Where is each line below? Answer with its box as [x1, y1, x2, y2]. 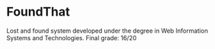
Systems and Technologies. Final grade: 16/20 [6, 33, 137, 42]
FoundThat [6, 4, 70, 20]
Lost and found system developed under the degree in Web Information [6, 27, 208, 35]
